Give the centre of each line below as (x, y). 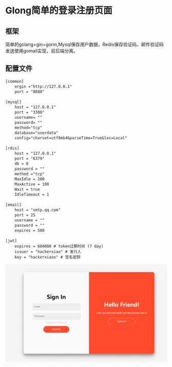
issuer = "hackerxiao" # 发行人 (48, 252)
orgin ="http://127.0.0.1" (43, 86)
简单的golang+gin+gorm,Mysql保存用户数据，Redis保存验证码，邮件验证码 (84, 44)
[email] (14, 205)
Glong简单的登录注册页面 (59, 11)
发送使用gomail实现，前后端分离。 (42, 51)
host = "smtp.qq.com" (37, 210)
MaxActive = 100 (32, 184)
